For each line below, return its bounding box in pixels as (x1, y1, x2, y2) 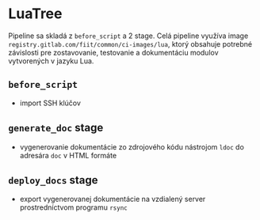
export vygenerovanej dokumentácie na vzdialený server (19, 195, 206, 204)
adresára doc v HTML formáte (19, 150, 117, 160)
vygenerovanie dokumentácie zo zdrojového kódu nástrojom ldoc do (19, 142, 244, 151)
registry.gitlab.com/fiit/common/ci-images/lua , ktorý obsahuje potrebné (8, 39, 252, 48)
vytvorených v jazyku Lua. (8, 56, 94, 66)
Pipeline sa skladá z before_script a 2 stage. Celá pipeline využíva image (8, 31, 249, 40)
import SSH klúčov (19, 98, 82, 108)
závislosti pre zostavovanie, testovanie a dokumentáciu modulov (8, 47, 220, 57)
